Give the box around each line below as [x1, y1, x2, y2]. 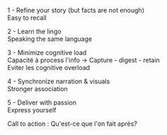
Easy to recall [7, 13, 47, 22]
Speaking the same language [7, 35, 93, 43]
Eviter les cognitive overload [7, 64, 91, 71]
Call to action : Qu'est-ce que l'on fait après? [7, 119, 138, 128]
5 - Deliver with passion [7, 98, 76, 107]
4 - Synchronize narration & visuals [7, 77, 110, 86]
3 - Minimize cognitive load [7, 49, 87, 57]
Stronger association [7, 85, 69, 93]
